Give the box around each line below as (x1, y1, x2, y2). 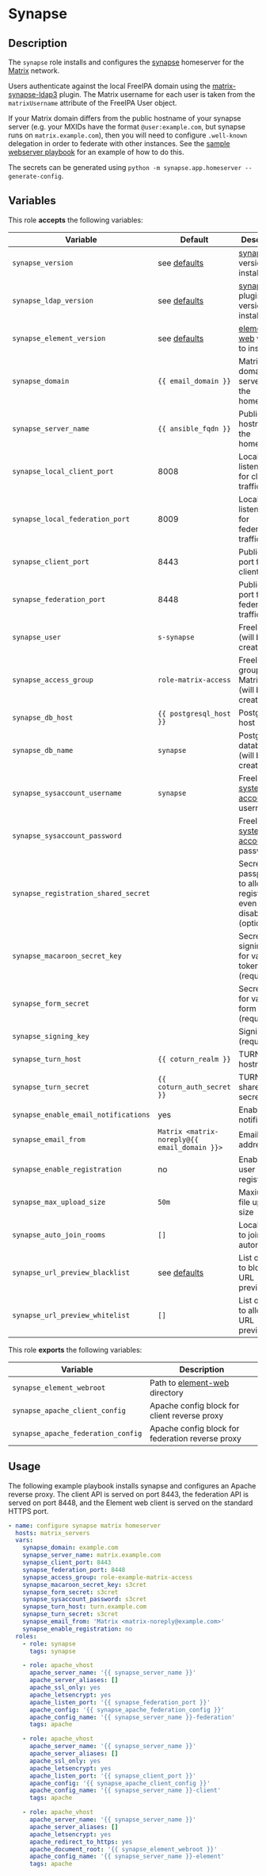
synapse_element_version (12, 334, 106, 342)
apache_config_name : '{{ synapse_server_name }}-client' (28, 1786, 222, 1795)
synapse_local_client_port (12, 466, 114, 476)
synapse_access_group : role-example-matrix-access (22, 1573, 193, 1581)
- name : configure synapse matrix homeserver (8, 1522, 161, 1530)
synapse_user (12, 632, 62, 642)
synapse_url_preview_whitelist (12, 1310, 131, 1319)
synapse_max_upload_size (12, 1197, 106, 1206)
